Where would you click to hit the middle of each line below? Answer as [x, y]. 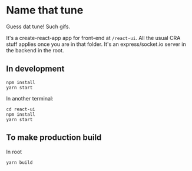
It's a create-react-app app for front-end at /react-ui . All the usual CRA [93, 38]
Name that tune [45, 10]
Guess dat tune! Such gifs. [38, 26]
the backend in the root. [35, 50]
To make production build [54, 138]
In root [14, 152]
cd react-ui [21, 109]
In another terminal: [30, 98]
